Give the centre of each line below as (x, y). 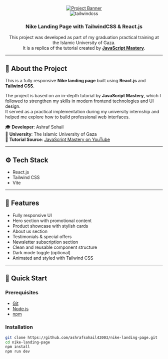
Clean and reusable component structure (55, 247)
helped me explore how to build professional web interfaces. (67, 117)
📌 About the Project (36, 68)
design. (13, 106)
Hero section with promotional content (52, 221)
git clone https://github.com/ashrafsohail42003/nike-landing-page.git (81, 337)
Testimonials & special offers (42, 236)
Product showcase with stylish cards (50, 226)
